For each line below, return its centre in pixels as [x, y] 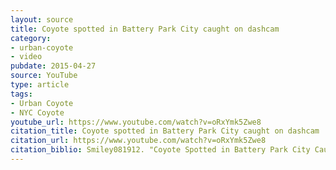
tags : [21, 94]
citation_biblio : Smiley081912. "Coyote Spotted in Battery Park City [160, 150]
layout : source [42, 19]
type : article [40, 85]
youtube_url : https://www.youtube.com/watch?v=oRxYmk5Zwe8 [136, 122]
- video [26, 57]
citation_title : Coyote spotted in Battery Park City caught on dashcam [165, 131]
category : [31, 38]
